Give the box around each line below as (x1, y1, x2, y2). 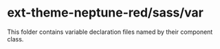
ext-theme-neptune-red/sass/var (7, 5, 204, 21)
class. (7, 35, 24, 43)
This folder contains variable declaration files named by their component (7, 28, 213, 36)
